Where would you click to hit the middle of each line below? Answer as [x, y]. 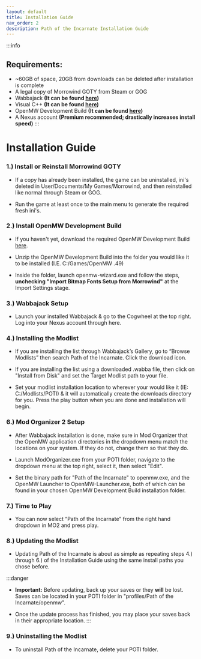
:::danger [17, 578]
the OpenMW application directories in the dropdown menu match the [101, 441]
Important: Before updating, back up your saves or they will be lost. [99, 590]
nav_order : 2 [22, 23]
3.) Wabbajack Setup [37, 303]
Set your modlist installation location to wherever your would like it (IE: [102, 387]
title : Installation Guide [40, 17]
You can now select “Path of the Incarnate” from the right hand [93, 519]
